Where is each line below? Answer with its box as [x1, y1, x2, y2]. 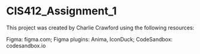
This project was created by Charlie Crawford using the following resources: [6, 24, 195, 31]
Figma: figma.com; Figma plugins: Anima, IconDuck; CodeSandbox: [6, 35, 173, 43]
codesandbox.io [6, 42, 46, 49]
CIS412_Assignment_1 [6, 4, 117, 18]
